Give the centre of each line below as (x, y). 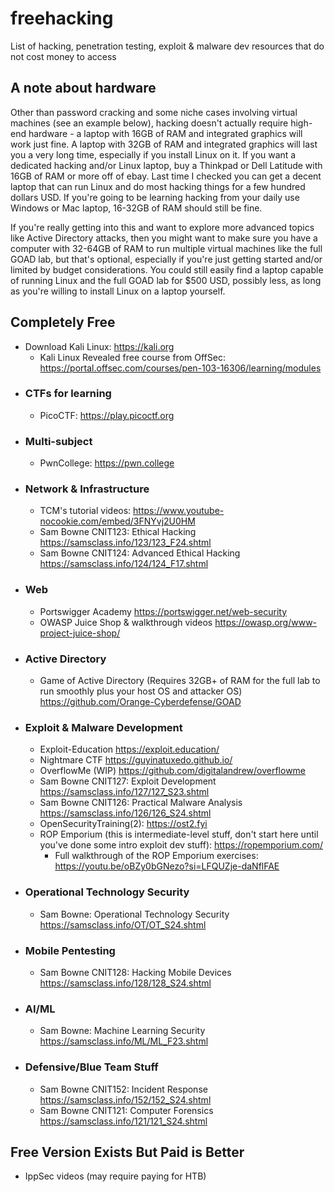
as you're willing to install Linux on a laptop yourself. (118, 291)
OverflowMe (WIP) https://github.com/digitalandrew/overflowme (173, 771)
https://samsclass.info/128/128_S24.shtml (125, 983)
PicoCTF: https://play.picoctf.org (107, 415)
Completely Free (63, 322)
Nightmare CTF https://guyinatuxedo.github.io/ (136, 760)
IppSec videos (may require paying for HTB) (115, 1176)
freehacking (62, 18)
